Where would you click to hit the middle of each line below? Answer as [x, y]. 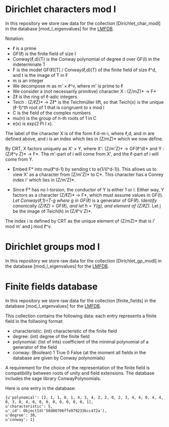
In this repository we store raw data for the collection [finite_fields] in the [81, 301]
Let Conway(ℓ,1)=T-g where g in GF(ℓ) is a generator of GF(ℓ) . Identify [85, 200]
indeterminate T [29, 64]
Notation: [15, 38]
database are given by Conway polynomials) [59, 358]
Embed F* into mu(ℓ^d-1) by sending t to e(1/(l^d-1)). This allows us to [84, 169]
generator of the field [35, 347]
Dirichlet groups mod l [52, 247]
